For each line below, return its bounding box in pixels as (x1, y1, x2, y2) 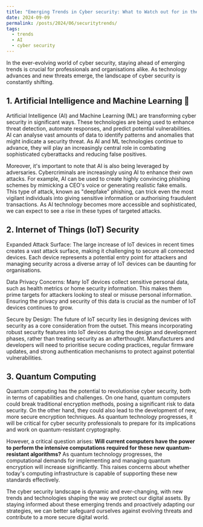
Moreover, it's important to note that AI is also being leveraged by (6, 162, 169, 169)
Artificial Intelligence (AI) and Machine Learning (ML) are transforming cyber (6, 112, 196, 119)
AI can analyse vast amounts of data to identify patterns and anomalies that (6, 131, 195, 138)
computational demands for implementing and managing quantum (6, 457, 171, 464)
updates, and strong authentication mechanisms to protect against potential (6, 348, 195, 355)
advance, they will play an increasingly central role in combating (6, 144, 166, 151)
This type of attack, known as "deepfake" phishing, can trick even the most (6, 188, 194, 195)
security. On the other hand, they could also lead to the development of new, (6, 407, 197, 414)
